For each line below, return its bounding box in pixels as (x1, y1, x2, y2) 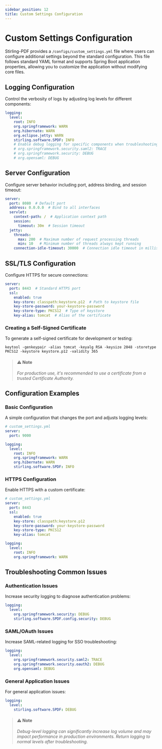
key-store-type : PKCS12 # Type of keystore (13, 309, 105, 313)
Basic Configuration (5, 404, 53, 410)
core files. (5, 69, 25, 75)
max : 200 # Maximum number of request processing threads (17, 237, 139, 242)
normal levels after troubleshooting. (16, 738, 88, 744)
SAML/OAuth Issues (5, 628, 54, 635)
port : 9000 (9, 433, 31, 438)
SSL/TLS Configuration (5, 259, 76, 267)
